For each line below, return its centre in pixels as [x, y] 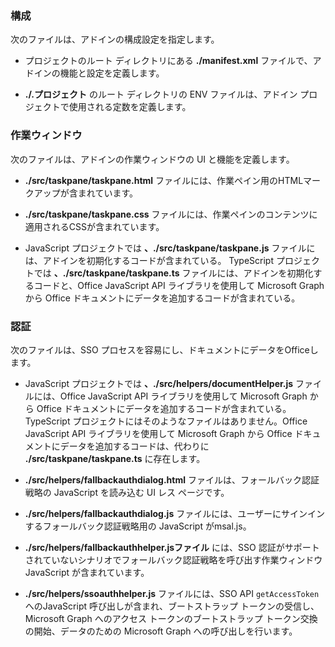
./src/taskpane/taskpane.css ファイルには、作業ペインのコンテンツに [171, 214]
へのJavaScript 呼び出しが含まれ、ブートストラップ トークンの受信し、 [172, 606]
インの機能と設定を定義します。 [99, 73]
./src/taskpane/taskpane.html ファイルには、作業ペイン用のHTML [164, 180]
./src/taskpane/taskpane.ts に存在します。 [115, 458]
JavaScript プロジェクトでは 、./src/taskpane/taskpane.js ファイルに [170, 248]
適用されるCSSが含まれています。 [94, 226]
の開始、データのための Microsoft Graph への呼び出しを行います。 [161, 631]
